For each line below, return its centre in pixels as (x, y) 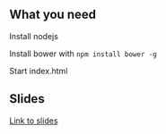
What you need (53, 15)
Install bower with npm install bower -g (83, 54)
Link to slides (34, 121)
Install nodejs (34, 36)
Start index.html (39, 71)
